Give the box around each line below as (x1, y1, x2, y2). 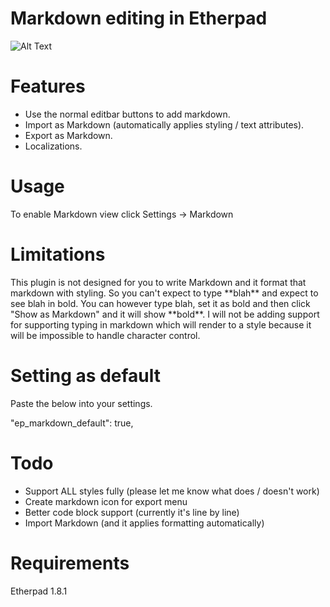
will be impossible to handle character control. (10, 329, 201, 341)
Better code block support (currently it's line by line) (24, 506, 240, 518)
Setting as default (10, 364, 161, 387)
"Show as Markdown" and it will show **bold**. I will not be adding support (10, 308, 320, 320)
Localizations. (24, 140, 83, 152)
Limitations (10, 243, 106, 266)
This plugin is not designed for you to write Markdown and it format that (10, 276, 307, 288)
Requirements (10, 552, 130, 574)
